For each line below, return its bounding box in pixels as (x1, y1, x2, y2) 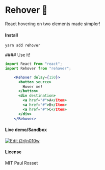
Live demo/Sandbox (5, 127, 47, 133)
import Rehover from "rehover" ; (5, 66, 71, 71)
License (5, 149, 22, 155)
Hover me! (23, 84, 43, 89)
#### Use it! (5, 52, 30, 58)
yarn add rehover (5, 43, 41, 48)
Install (5, 32, 18, 38)
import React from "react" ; (5, 62, 63, 67)
